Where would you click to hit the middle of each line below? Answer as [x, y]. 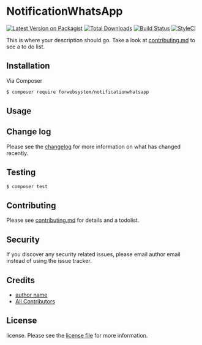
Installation [28, 66]
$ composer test [27, 186]
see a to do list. [25, 47]
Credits [21, 280]
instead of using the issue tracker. [49, 261]
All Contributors [35, 301]
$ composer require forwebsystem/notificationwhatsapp [78, 92]
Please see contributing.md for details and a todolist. [73, 220]
